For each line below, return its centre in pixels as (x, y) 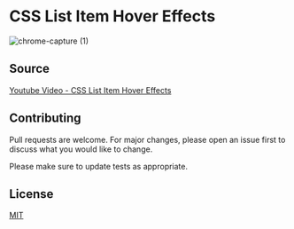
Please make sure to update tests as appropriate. (99, 166)
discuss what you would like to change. (81, 149)
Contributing (45, 118)
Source (30, 69)
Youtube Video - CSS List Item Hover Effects (90, 90)
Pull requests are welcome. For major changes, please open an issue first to (147, 139)
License (31, 194)
